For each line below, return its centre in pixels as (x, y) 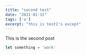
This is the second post (30, 38)
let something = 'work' (31, 48)
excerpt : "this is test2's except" (43, 24)
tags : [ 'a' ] (18, 19)
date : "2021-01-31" (26, 15)
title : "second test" (28, 10)
